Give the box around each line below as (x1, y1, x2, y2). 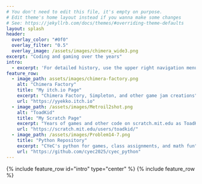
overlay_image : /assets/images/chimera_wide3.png (11, 48, 138, 54)
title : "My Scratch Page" (17, 115, 82, 121)
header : (6, 31, 26, 37)
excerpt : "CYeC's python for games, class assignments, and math (17, 143, 185, 149)
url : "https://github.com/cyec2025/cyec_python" (17, 149, 141, 155)
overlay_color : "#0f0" (11, 37, 69, 43)
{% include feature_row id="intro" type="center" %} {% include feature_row (6, 165, 195, 172)
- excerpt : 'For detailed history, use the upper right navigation (11, 64, 185, 71)
